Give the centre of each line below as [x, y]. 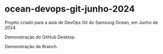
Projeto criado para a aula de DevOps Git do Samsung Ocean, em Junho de [81, 22]
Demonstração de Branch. [31, 46]
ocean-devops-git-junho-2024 [70, 9]
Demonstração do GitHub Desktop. [40, 37]
